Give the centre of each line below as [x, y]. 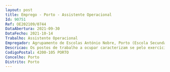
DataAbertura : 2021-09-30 [32, 29]
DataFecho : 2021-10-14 [29, 33]
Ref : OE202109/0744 [26, 24]
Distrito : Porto [22, 62]
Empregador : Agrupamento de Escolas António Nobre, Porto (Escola [77, 43]
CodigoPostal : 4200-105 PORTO [37, 52]
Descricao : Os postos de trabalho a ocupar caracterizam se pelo [75, 48]
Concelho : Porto [22, 57]
